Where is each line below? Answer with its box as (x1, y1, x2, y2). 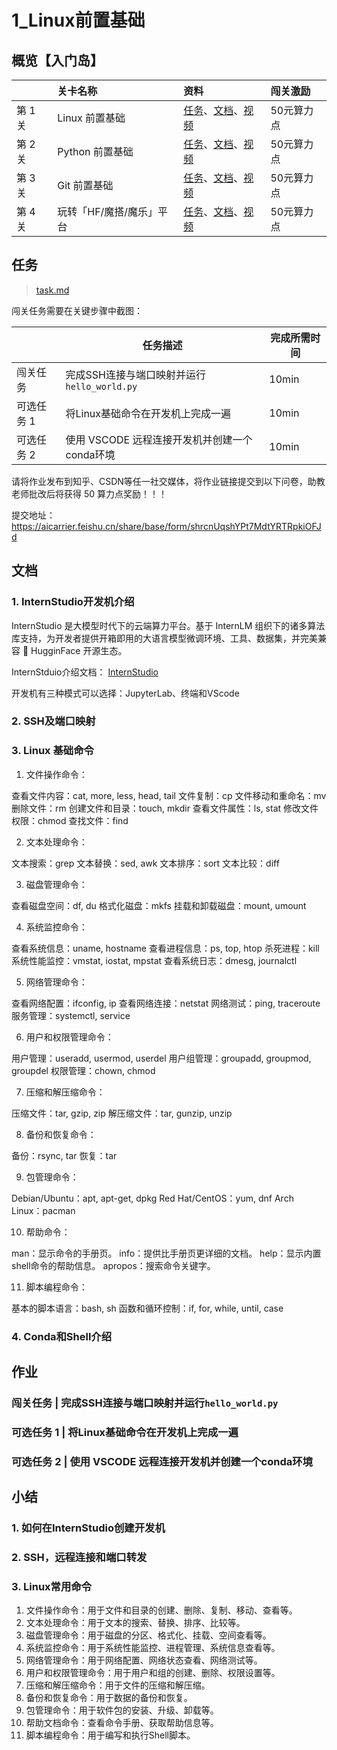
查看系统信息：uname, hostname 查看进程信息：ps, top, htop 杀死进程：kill (11, 942, 320, 954)
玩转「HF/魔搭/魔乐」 (57, 205, 159, 218)
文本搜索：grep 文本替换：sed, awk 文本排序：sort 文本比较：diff (11, 857, 280, 869)
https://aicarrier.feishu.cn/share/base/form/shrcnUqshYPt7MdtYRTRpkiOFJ (11, 520, 322, 532)
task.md (35, 284, 70, 296)
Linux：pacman (11, 1204, 76, 1216)
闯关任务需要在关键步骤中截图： (11, 304, 143, 316)
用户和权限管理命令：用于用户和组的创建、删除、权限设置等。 (25, 1667, 281, 1679)
